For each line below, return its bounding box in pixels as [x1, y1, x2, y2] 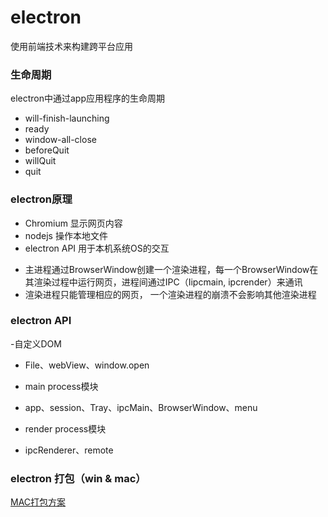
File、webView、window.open [24, 359, 150, 371]
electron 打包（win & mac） [10, 471, 147, 485]
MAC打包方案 [10, 496, 67, 508]
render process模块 [24, 422, 107, 435]
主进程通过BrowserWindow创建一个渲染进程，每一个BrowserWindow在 [24, 263, 319, 275]
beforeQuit [24, 144, 70, 156]
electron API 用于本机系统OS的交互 [24, 242, 170, 254]
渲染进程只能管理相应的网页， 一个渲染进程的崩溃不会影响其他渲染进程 [24, 288, 317, 300]
